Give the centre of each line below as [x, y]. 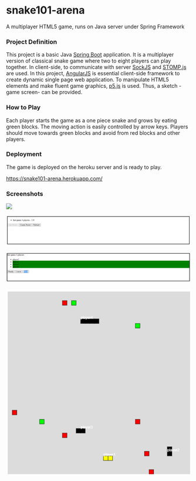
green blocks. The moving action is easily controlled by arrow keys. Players [97, 127]
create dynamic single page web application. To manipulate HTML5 [87, 79]
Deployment [24, 154]
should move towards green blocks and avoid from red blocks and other [93, 132]
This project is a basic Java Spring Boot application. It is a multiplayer [90, 55]
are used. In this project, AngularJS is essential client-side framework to [93, 74]
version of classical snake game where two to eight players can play [89, 61]
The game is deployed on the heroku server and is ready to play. [84, 167]
